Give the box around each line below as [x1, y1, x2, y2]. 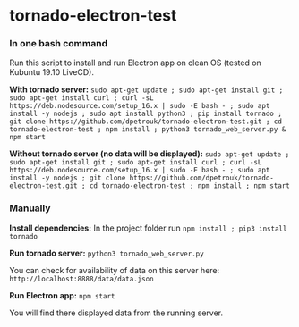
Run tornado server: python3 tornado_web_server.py [9, 247, 204, 258]
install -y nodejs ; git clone [9, 173, 126, 183]
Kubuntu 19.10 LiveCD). [9, 67, 94, 78]
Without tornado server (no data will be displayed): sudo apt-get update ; [9, 148, 290, 159]
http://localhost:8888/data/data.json [9, 274, 154, 283]
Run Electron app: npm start [9, 289, 115, 300]
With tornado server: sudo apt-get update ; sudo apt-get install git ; [9, 84, 284, 95]
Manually [9, 202, 51, 214]
